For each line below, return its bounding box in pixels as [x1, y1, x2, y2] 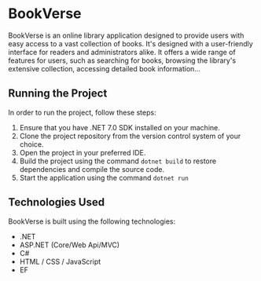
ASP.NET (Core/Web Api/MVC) [19, 240, 120, 250]
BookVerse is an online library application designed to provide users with [8, 31, 244, 40]
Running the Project [8, 87, 108, 100]
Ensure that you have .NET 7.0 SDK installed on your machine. [19, 122, 220, 132]
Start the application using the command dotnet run [19, 173, 189, 182]
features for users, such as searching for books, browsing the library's [8, 56, 237, 65]
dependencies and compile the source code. [19, 164, 165, 173]
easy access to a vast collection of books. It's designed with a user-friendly [8, 38, 253, 48]
